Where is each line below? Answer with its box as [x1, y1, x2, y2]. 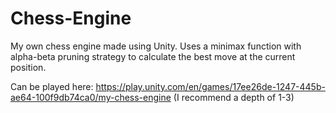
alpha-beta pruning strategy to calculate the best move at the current [10, 50, 296, 62]
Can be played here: [10, 80, 94, 92]
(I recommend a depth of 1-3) [173, 91, 295, 103]
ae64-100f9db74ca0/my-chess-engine [10, 91, 172, 103]
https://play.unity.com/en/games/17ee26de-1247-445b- [95, 80, 326, 92]
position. [10, 61, 47, 73]
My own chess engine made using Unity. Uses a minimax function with [10, 40, 302, 52]
